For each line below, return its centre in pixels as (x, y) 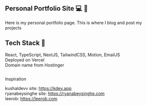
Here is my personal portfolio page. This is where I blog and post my (73, 23)
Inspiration (16, 79)
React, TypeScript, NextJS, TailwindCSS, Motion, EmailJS (63, 55)
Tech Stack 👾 (25, 43)
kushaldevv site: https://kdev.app (38, 89)
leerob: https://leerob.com (31, 99)
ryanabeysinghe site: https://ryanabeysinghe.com (55, 93)
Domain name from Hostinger (35, 65)
